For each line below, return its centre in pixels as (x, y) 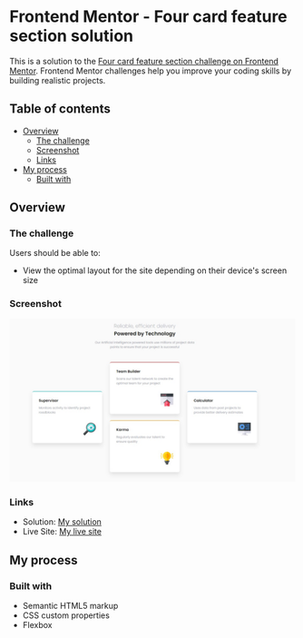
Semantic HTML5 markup (70, 606)
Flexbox (37, 625)
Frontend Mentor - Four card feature (148, 17)
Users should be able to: (55, 253)
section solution (72, 36)
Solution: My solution (62, 522)
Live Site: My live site (62, 532)
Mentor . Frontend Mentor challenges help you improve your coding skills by (151, 71)
